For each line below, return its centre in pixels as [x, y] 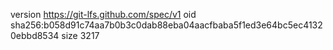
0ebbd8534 [35, 35]
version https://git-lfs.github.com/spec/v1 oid [103, 14]
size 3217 [80, 35]
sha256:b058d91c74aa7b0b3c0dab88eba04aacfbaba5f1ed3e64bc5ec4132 [166, 25]
